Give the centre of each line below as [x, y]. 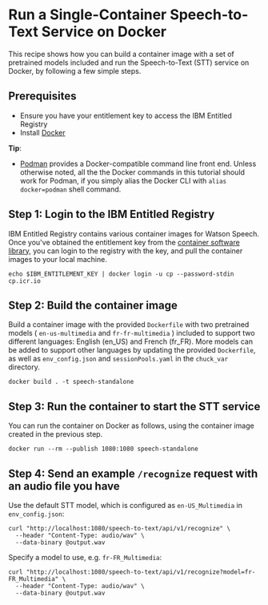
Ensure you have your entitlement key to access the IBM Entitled [126, 115]
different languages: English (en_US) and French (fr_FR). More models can [131, 341]
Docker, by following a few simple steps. [75, 71]
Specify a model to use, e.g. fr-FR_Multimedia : [85, 557]
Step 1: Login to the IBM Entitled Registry [112, 214]
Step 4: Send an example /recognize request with [133, 473]
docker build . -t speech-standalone [71, 382]
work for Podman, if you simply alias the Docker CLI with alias [123, 180]
